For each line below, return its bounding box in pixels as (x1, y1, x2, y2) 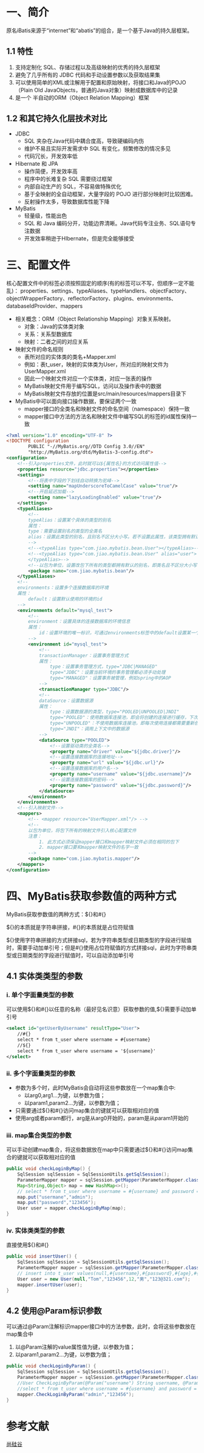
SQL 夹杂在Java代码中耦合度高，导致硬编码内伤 (24, 137, 144, 145)
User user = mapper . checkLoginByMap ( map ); (17, 1205, 126, 1211)
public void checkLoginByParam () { (6, 1363, 97, 1369)
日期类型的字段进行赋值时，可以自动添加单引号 (16, 951, 134, 959)
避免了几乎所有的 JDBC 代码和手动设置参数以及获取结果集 (15, 71, 161, 78)
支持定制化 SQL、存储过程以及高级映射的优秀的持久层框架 (15, 63, 161, 70)
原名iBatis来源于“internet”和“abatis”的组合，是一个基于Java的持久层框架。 (6, 27, 193, 34)
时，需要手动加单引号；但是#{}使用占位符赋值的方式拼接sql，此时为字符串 (6, 944, 192, 951)
